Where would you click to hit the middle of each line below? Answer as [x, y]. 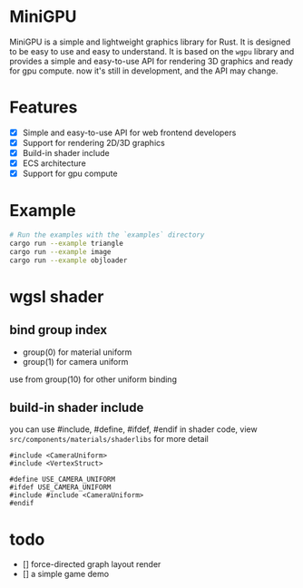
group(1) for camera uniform [75, 361]
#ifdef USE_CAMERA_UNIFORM [60, 487]
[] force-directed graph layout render [92, 564]
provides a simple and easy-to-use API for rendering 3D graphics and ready [151, 61]
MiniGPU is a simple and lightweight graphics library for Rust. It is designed [150, 42]
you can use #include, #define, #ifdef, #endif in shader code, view [133, 429]
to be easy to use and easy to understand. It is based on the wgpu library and [152, 51]
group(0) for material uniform [77, 352]
